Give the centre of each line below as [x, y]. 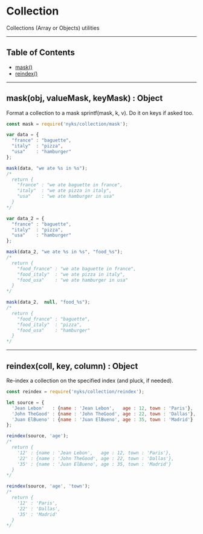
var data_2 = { [25, 218]
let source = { [25, 402]
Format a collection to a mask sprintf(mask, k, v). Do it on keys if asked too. [100, 112]
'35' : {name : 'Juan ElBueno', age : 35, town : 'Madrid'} [94, 464]
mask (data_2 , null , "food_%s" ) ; [48, 302]
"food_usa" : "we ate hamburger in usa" [73, 280]
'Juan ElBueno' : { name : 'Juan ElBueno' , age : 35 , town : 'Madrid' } [102, 419]
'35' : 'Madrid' [38, 514]
